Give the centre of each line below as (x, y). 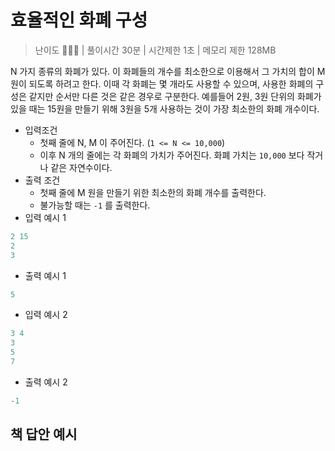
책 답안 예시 (44, 434)
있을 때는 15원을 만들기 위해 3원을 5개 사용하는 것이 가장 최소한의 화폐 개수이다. (165, 108)
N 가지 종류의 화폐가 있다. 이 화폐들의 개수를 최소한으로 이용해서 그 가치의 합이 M (168, 71)
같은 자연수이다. (81, 167)
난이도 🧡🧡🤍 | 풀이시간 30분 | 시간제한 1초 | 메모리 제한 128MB (155, 50)
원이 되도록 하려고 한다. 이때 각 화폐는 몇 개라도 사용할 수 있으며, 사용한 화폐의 (162, 83)
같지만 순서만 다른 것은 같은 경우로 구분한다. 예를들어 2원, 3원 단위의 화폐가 (175, 96)
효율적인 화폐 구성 (79, 20)
